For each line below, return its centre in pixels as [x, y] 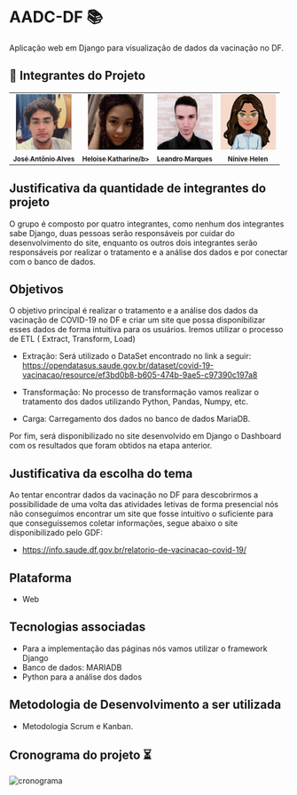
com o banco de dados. [52, 261]
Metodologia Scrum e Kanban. [78, 726]
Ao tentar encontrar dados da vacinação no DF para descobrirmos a [134, 495]
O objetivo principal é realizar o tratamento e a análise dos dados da [134, 311]
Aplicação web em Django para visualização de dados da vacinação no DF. [147, 48]
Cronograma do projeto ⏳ [81, 755]
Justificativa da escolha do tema [101, 473]
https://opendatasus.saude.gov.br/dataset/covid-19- [118, 366]
